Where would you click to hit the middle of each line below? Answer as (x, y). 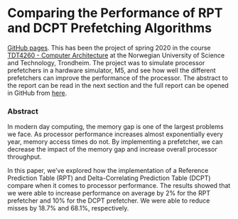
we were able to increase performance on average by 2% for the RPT (109, 193)
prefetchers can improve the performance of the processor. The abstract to (118, 78)
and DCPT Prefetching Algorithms (109, 28)
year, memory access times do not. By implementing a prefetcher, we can (115, 142)
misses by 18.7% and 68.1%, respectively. (68, 208)
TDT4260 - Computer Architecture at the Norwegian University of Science (116, 55)
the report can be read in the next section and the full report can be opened (118, 85)
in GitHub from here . (37, 93)
